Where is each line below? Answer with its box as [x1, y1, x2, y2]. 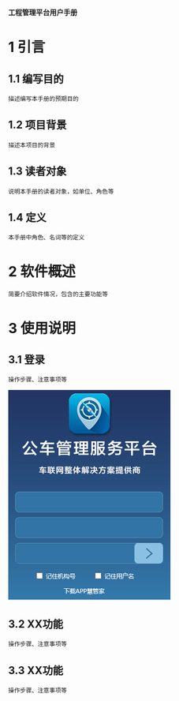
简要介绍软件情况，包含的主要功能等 [8, 291, 109, 298]
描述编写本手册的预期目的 [8, 95, 79, 103]
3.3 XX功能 [8, 663, 64, 677]
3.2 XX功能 [8, 617, 64, 631]
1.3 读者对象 [8, 165, 67, 178]
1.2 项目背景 [8, 118, 67, 132]
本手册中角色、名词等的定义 [8, 234, 85, 242]
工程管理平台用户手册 [8, 8, 77, 17]
